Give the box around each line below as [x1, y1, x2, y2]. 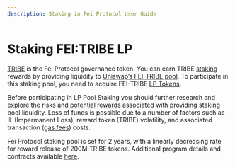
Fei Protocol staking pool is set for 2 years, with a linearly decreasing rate [7, 137, 222, 145]
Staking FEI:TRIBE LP [7, 40, 133, 57]
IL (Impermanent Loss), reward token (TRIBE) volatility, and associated [7, 115, 212, 124]
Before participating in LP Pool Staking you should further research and [7, 93, 216, 101]
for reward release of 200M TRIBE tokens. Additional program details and [7, 144, 222, 153]
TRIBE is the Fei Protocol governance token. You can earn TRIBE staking [7, 64, 218, 73]
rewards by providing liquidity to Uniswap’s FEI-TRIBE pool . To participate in [7, 71, 229, 80]
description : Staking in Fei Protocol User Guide [7, 10, 157, 18]
